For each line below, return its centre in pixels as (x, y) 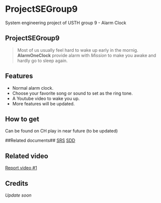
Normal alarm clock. (33, 88)
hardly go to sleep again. (42, 61)
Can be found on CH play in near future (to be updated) (61, 131)
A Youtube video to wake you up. (46, 98)
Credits (17, 183)
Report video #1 (21, 168)
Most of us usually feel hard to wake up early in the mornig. (78, 50)
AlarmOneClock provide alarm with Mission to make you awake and (87, 55)
